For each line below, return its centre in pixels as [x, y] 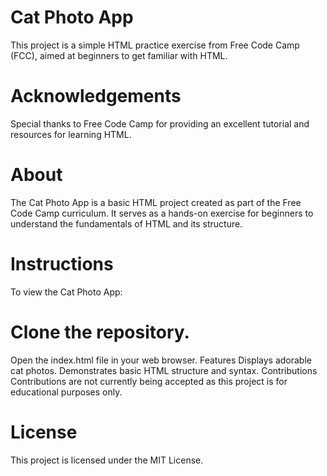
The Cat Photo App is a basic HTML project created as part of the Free [156, 202]
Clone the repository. [100, 332]
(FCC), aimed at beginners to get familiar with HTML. [119, 55]
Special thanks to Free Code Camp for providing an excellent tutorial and [160, 123]
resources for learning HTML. [71, 134]
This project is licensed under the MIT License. [107, 460]
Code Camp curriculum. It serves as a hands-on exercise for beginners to [162, 213]
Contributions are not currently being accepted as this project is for [149, 381]
